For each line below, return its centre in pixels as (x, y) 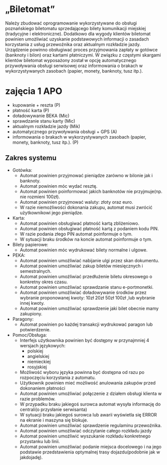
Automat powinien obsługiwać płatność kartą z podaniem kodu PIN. (89, 228)
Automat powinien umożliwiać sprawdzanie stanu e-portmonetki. (86, 287)
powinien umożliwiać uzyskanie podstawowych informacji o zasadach (77, 39)
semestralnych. (36, 271)
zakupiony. (31, 313)
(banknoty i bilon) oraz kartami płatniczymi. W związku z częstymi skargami (83, 55)
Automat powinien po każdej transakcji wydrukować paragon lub (86, 324)
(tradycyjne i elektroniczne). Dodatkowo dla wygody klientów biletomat (78, 34)
